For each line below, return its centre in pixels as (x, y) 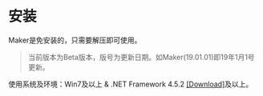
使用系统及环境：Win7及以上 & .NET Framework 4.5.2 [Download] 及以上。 (131, 84)
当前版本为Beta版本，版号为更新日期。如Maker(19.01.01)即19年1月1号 (141, 57)
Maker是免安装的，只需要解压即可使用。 (75, 40)
